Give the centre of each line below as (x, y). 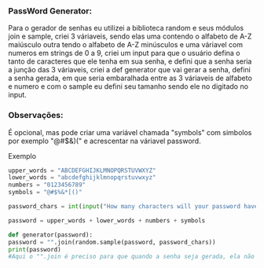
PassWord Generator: (50, 11)
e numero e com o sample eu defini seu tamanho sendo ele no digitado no (128, 86)
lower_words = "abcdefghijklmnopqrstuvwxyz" (82, 178)
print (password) (35, 249)
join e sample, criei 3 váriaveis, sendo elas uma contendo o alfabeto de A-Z (130, 36)
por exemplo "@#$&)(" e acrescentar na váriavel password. (105, 141)
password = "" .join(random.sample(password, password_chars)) (112, 242)
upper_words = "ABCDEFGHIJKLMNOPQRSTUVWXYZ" (82, 171)
